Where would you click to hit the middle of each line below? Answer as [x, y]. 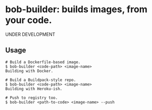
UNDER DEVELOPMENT [30, 34]
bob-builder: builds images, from [76, 9]
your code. [29, 20]
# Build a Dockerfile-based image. [43, 62]
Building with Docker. [29, 71]
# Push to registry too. [32, 98]
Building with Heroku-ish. [34, 89]
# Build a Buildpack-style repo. [41, 80]
